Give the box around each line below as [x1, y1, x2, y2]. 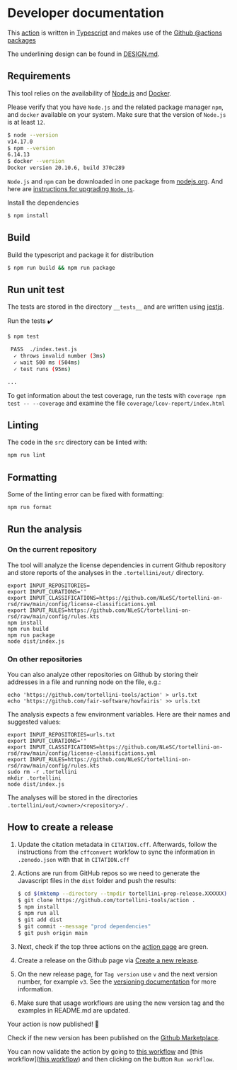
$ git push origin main [17, 930, 88, 937]
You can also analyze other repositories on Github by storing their [7, 670, 199, 678]
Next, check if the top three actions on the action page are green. [17, 942, 209, 950]
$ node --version [7, 131, 59, 139]
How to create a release [7, 821, 114, 833]
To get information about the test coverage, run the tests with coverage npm [7, 391, 226, 399]
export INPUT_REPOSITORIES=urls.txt [7, 731, 115, 738]
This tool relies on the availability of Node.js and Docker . [7, 89, 172, 97]
